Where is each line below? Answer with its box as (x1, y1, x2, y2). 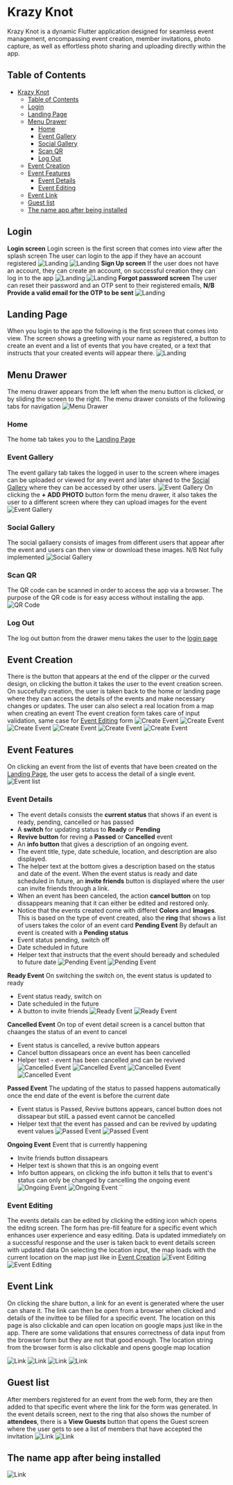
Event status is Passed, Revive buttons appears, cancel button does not (17, 1104, 223, 1113)
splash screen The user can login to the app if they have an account (7, 251, 202, 260)
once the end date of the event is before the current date (7, 1091, 170, 1099)
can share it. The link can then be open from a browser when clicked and (7, 1306, 216, 1314)
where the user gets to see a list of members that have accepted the (7, 1425, 202, 1433)
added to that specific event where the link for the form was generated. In (7, 1402, 218, 1411)
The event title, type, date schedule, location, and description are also (17, 847, 217, 855)
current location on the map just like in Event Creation (7, 1253, 161, 1261)
